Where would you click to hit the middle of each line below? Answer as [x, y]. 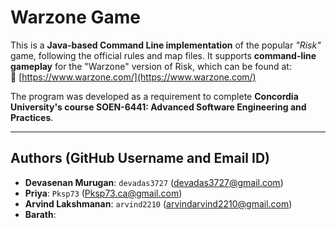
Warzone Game [75, 17]
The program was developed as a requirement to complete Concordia [154, 96]
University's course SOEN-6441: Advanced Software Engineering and [158, 107]
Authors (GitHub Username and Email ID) [140, 158]
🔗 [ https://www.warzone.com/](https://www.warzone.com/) [133, 77]
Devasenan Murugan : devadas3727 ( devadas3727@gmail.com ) [154, 182]
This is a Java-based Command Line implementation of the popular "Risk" [166, 45]
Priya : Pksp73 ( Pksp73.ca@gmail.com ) [103, 193]
